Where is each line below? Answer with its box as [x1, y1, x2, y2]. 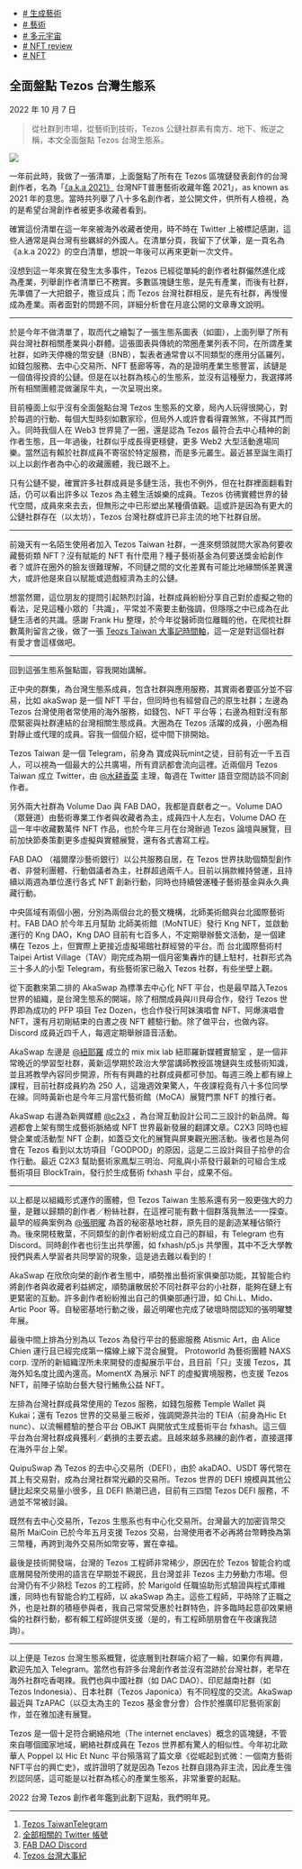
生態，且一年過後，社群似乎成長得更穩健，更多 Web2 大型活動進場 [24, 435, 272, 446]
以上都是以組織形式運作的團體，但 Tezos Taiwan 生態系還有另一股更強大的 [9, 1194, 285, 1205]
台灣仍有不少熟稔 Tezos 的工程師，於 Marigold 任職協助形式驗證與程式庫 [9, 1580, 279, 1591]
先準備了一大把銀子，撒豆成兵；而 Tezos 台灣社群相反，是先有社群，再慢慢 [9, 287, 289, 298]
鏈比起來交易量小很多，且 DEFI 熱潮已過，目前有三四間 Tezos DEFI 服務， [9, 1485, 281, 1496]
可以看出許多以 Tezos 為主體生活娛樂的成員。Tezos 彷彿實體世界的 [32, 488, 281, 499]
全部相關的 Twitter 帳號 [22, 1828, 109, 1840]
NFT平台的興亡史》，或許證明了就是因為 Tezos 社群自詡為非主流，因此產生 [9, 1761, 284, 1773]
